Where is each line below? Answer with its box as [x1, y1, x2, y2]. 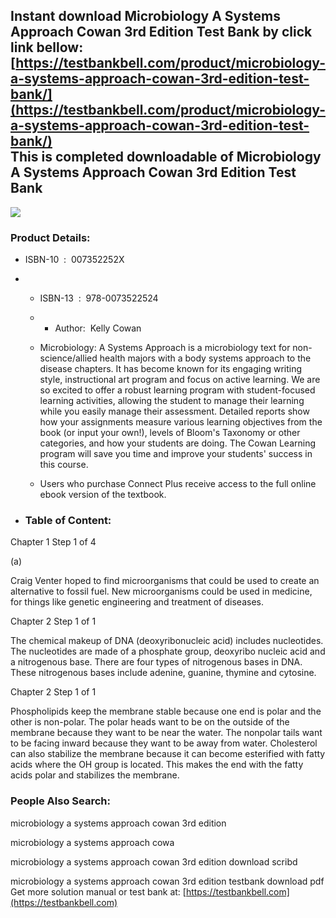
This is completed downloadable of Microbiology [10, 149, 322, 166]
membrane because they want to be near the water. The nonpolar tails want [10, 727, 323, 739]
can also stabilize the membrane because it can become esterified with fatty [10, 748, 326, 760]
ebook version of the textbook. [39, 489, 167, 501]
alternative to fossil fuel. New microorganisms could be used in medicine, [10, 585, 313, 598]
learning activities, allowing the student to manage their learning [39, 395, 305, 407]
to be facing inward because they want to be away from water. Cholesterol [10, 737, 318, 749]
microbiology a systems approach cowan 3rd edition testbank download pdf [10, 875, 325, 887]
